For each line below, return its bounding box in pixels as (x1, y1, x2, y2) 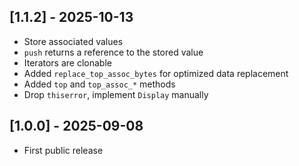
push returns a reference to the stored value (23, 46, 204, 58)
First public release (23, 144, 104, 156)
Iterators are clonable (23, 56, 112, 69)
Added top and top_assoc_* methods (23, 78, 176, 90)
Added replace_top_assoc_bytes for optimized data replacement (23, 67, 289, 79)
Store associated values (23, 35, 124, 47)
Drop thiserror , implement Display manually (23, 88, 209, 100)
